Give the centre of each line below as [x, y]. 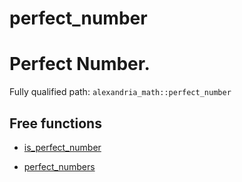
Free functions [55, 123]
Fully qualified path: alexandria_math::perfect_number [120, 92]
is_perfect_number [62, 147]
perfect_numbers [59, 166]
